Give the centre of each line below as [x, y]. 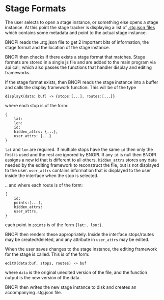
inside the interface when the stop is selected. [52, 176]
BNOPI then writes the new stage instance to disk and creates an [71, 287]
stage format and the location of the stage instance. [57, 47]
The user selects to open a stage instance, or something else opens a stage [82, 22]
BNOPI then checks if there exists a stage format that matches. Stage [75, 57]
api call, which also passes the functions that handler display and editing [79, 67]
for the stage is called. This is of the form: [47, 254]
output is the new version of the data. [43, 277]
